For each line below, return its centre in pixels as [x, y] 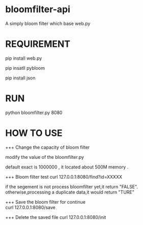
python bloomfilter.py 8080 [34, 112]
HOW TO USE [34, 133]
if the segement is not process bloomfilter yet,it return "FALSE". [72, 186]
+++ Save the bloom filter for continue [45, 202]
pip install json [20, 78]
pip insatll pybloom [25, 68]
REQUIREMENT [38, 44]
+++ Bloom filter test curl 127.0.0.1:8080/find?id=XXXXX [64, 177]
